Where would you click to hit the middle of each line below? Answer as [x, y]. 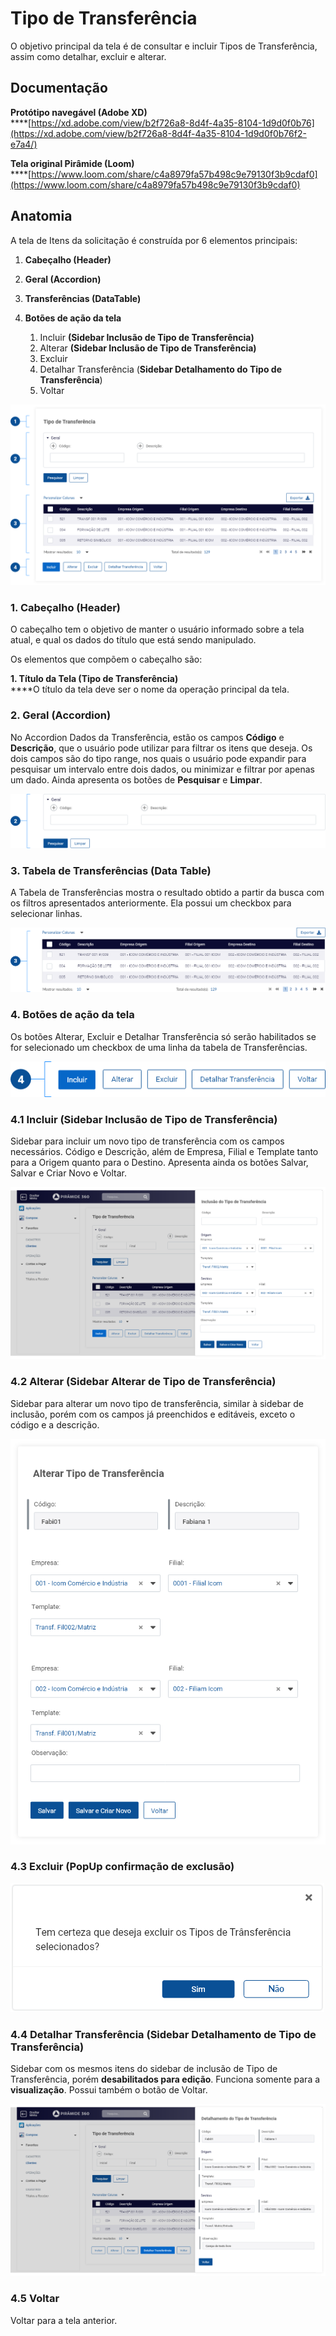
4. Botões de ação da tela [72, 1015]
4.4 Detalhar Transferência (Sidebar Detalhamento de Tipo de [163, 2034]
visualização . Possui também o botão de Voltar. [109, 2090]
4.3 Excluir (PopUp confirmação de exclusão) [122, 1867]
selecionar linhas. [46, 914]
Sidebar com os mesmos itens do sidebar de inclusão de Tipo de [144, 2069]
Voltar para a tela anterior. [64, 2320]
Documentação [59, 88]
